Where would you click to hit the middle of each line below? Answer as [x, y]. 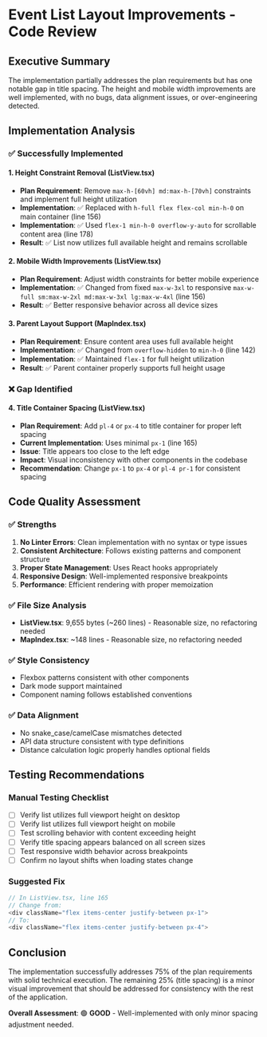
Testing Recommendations [77, 775]
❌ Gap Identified [41, 389]
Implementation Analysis [72, 131]
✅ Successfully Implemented [66, 153]
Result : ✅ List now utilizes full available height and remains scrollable [133, 242]
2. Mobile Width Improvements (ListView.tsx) [85, 261]
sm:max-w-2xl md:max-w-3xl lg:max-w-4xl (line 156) [122, 296]
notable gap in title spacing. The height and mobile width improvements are [132, 89]
